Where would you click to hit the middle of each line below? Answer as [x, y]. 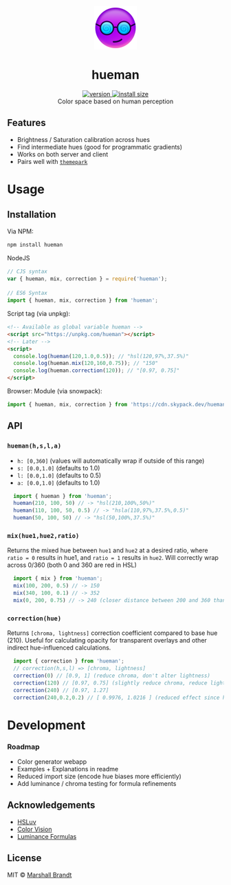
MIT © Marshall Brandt [40, 875]
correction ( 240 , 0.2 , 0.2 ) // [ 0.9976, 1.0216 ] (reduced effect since [117, 698]
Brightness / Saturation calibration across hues [83, 139]
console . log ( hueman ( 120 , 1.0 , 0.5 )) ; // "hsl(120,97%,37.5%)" [101, 356]
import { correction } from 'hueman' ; [69, 661]
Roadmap [23, 747]
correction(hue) [34, 618]
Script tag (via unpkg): [39, 313]
